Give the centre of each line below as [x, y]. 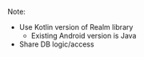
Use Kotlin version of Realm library [76, 27]
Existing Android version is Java [84, 36]
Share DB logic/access [56, 44]
